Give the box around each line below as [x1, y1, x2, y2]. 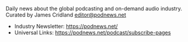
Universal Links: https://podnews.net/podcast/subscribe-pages [14, 29, 171, 36]
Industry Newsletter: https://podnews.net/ [14, 23, 118, 30]
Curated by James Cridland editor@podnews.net [5, 11, 126, 18]
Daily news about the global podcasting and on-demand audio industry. [5, 5, 183, 12]
